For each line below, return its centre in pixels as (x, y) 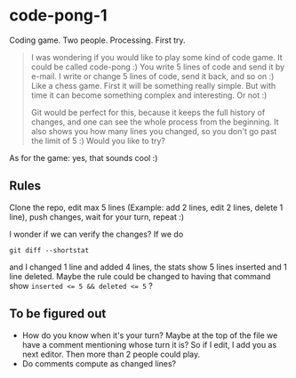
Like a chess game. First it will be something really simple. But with (153, 85)
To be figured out (58, 314)
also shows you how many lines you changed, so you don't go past (154, 131)
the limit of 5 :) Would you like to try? (98, 141)
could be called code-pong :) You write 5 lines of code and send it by (158, 67)
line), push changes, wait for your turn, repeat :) (97, 217)
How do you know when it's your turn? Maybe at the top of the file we (150, 335)
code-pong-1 (59, 16)
